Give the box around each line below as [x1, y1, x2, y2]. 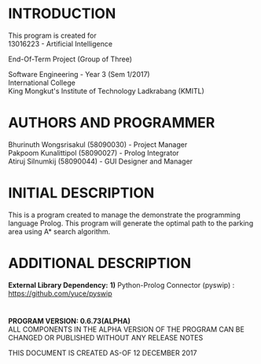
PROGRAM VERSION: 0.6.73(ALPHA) [8, 316, 131, 325]
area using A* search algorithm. [8, 226, 111, 236]
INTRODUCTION [8, 5, 116, 23]
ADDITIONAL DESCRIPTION [8, 255, 192, 272]
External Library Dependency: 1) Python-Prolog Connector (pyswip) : [8, 280, 235, 289]
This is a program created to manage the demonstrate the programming [8, 210, 241, 219]
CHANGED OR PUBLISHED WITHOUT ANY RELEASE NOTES [8, 333, 204, 342]
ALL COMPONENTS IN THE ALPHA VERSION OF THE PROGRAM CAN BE [8, 324, 245, 334]
